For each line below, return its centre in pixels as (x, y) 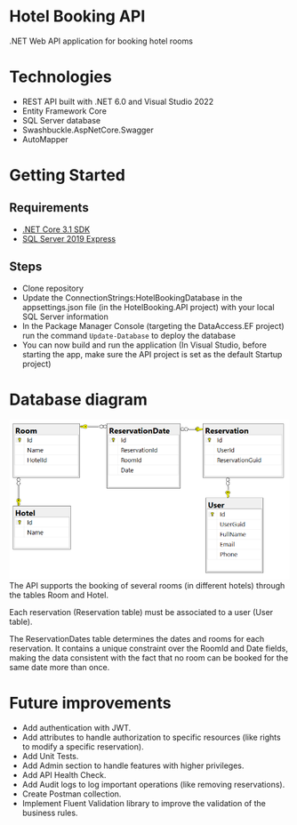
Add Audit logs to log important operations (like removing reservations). (153, 785)
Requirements (49, 208)
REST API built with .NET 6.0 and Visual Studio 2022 (118, 101)
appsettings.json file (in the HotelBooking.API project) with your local (148, 307)
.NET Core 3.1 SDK (56, 229)
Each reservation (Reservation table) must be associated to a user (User (141, 613)
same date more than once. (60, 668)
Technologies (61, 77)
